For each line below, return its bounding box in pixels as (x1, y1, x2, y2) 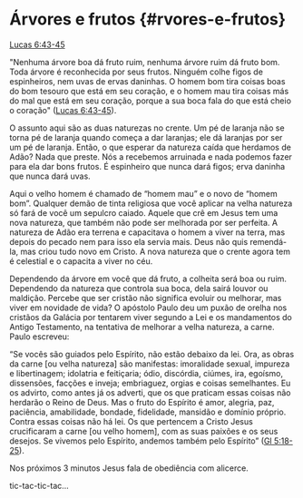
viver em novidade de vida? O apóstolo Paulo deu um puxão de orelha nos (9, 302, 288, 313)
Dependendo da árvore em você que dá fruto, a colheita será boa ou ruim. (9, 273, 288, 284)
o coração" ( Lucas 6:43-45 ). (9, 104, 117, 115)
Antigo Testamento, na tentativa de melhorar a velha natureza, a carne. (9, 321, 275, 332)
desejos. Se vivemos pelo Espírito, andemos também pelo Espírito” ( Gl (9, 435, 272, 446)
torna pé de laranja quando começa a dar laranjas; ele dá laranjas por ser (9, 132, 283, 142)
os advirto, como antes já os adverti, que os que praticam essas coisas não (9, 386, 291, 398)
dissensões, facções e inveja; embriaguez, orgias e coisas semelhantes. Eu (9, 377, 291, 388)
